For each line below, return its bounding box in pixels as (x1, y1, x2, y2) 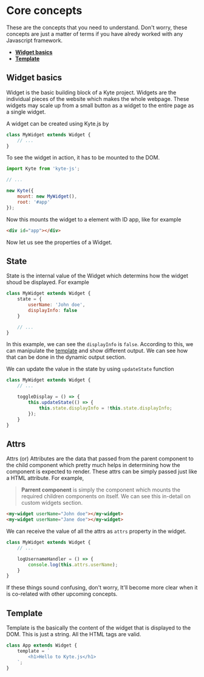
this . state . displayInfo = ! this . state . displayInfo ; (38, 405, 172, 411)
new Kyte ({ (6, 188, 34, 194)
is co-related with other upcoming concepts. (6, 591, 118, 598)
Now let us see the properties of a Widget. (6, 238, 112, 246)
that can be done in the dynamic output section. (6, 353, 126, 361)
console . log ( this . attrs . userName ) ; (28, 561, 118, 568)
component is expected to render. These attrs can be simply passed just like (6, 468, 197, 475)
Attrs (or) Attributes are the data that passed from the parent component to (6, 455, 194, 462)
